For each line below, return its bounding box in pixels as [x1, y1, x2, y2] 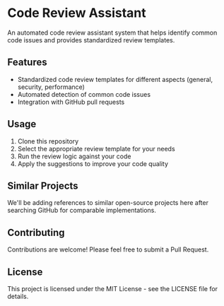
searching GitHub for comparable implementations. [7, 206, 157, 215]
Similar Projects [7, 180, 79, 192]
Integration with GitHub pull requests [17, 98, 125, 106]
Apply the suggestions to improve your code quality [17, 159, 168, 167]
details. [7, 292, 29, 300]
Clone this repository [17, 136, 79, 146]
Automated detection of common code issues [17, 90, 151, 98]
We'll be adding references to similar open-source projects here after [7, 199, 208, 207]
